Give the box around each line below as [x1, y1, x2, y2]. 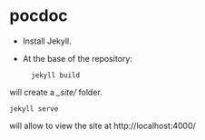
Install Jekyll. [22, 35, 73, 46]
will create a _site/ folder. [9, 86, 102, 97]
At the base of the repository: [22, 53, 133, 64]
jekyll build [31, 70, 81, 80]
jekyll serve [9, 104, 59, 114]
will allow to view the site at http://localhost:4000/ [9, 120, 197, 131]
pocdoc [9, 5, 68, 26]
